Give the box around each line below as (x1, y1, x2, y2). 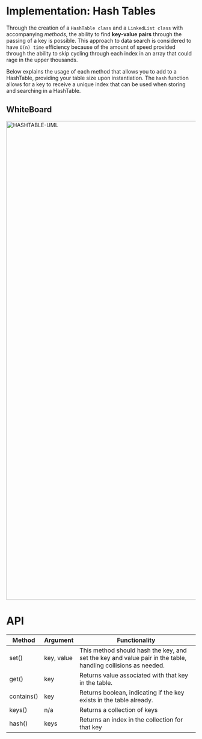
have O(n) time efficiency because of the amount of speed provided (6, 43, 176, 51)
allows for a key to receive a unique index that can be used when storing (6, 80, 186, 88)
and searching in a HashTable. (6, 87, 81, 94)
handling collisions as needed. (79, 661, 165, 670)
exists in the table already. (79, 696, 153, 704)
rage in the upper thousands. (6, 56, 78, 63)
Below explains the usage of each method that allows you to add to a (6, 68, 177, 75)
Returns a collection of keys (79, 705, 158, 714)
